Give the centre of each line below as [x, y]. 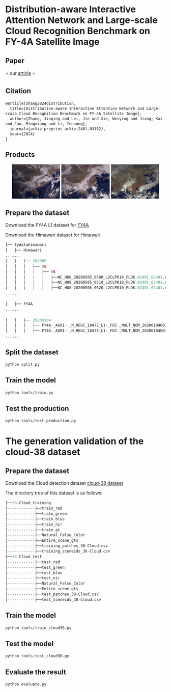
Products [20, 155]
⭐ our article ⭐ [20, 73]
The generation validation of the [75, 441]
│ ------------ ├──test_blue [34, 573]
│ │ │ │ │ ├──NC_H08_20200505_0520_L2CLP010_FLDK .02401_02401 [84, 288]
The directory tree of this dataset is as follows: [54, 493]
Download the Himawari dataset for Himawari [53, 235]
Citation [18, 91]
